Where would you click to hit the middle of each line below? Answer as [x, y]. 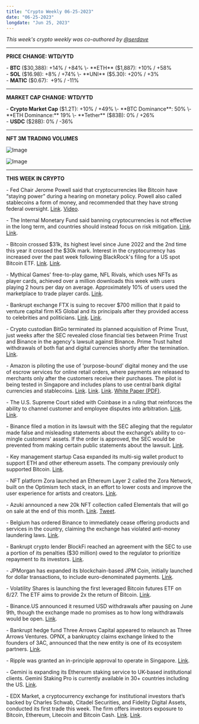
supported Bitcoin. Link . [35, 469]
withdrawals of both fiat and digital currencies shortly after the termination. [98, 348]
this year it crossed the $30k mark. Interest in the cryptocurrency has [91, 251]
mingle [15, 439]
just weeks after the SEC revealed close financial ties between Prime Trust [97, 336]
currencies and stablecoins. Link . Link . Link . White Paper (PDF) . [84, 391]
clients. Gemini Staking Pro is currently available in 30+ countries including [97, 678]
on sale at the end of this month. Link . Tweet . [61, 511]
